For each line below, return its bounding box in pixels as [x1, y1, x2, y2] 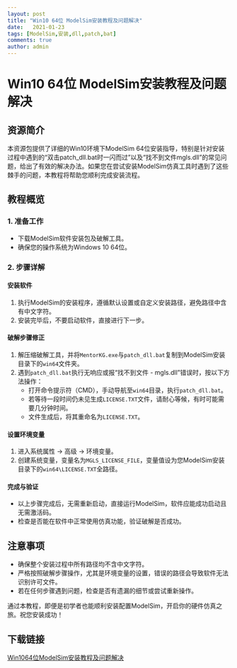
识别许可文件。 [17, 578, 62, 587]
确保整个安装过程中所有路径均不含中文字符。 [17, 560, 149, 569]
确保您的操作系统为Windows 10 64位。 [17, 242, 131, 251]
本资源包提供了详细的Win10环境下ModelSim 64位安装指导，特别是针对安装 [7, 145, 225, 152]
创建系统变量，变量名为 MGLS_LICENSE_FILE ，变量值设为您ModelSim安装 [17, 456, 225, 465]
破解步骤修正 [7, 334, 45, 342]
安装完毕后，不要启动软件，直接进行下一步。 [17, 316, 149, 324]
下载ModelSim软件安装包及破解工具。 [17, 234, 128, 242]
